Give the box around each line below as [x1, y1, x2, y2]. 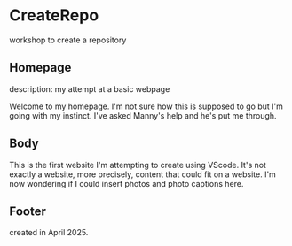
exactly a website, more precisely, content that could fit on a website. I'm [9, 169, 277, 180]
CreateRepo [9, 5, 99, 26]
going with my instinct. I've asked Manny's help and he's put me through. [9, 110, 277, 120]
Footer [9, 204, 47, 219]
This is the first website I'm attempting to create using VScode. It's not [9, 159, 266, 170]
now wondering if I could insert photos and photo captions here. [9, 178, 244, 188]
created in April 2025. [9, 227, 89, 238]
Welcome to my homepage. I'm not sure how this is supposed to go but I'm [9, 101, 284, 111]
